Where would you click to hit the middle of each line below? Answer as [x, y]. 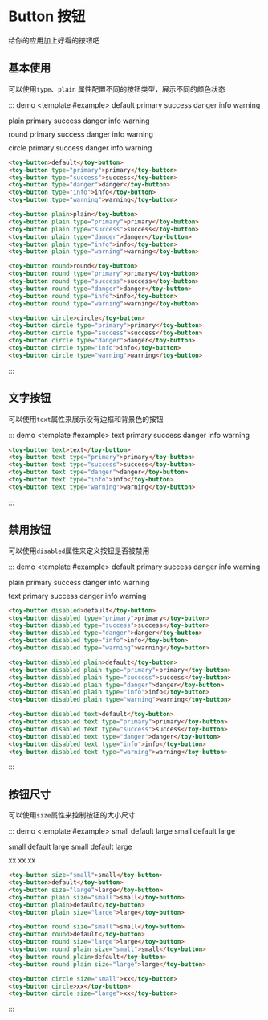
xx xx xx [22, 860]
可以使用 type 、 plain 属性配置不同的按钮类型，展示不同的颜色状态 [117, 88]
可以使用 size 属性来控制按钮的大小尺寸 [72, 815]
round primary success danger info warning [81, 134]
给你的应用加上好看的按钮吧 [54, 40]
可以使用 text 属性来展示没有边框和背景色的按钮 [86, 419]
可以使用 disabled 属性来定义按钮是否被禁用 [79, 551]
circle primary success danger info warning [80, 147]
